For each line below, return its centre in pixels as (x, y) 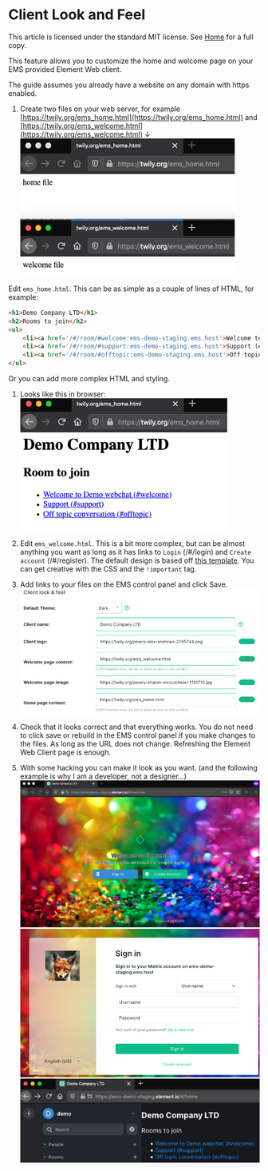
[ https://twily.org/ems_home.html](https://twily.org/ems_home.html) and (138, 117)
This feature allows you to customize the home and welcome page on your (131, 61)
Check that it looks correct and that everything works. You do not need (136, 727)
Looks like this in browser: (63, 394)
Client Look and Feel (77, 15)
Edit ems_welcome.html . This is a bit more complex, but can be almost (132, 544)
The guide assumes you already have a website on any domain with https (129, 85)
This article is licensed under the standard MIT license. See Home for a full (131, 37)
